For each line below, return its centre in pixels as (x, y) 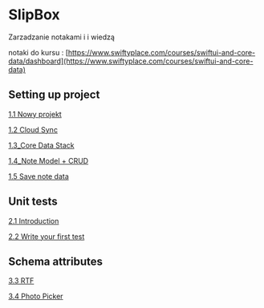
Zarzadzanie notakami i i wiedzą (61, 37)
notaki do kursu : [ (39, 52)
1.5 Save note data (39, 176)
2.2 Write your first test (47, 236)
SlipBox (34, 15)
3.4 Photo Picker (36, 296)
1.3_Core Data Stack (41, 145)
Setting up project (54, 95)
